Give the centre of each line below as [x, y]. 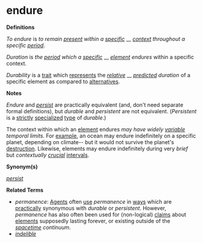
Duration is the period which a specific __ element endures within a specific [100, 57]
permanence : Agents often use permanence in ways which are [93, 201]
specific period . [26, 45]
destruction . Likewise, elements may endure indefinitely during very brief [97, 148]
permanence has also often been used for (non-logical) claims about [101, 214]
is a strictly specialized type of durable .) [56, 118]
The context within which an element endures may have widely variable [96, 129]
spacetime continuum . [43, 227]
